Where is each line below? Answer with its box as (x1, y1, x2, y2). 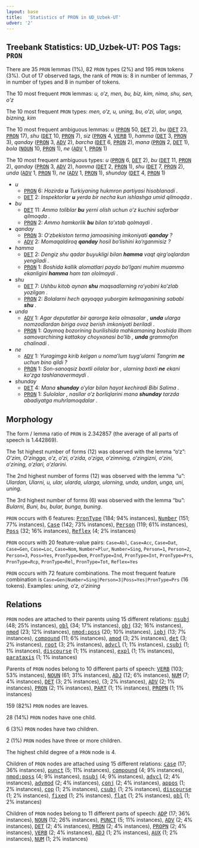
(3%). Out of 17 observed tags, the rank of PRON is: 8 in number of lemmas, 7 (6, 72, 193, 80)
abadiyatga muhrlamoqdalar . (23, 397, 98, 404)
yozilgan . (23, 289, 48, 296)
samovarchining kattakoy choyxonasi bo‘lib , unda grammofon (23, 333, 179, 341)
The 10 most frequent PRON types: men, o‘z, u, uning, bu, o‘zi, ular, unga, (6, 108, 183, 115)
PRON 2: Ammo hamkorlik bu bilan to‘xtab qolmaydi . (23, 219, 153, 226)
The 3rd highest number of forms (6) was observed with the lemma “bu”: (6, 497, 185, 504)
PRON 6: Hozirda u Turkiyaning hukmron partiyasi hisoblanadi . (23, 187, 178, 194)
